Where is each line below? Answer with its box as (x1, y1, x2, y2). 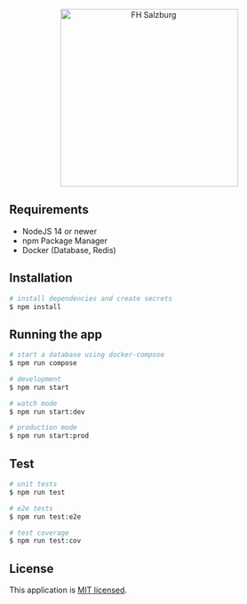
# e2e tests (9, 504, 53, 513)
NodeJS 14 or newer (21, 226, 98, 236)
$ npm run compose (9, 359, 77, 368)
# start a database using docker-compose (9, 351, 165, 360)
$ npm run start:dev (9, 407, 86, 417)
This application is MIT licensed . (9, 584, 127, 595)
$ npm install (9, 302, 62, 311)
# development (9, 374, 62, 384)
